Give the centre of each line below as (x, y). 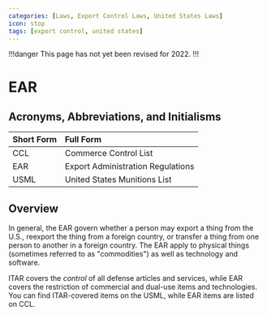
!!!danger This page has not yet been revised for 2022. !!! (104, 54)
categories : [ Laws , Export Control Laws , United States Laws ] (116, 16)
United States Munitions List (118, 179)
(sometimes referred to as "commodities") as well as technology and (123, 254)
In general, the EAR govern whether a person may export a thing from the (131, 228)
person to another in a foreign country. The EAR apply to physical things (129, 245)
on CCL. (22, 304)
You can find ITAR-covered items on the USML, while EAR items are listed (131, 296)
